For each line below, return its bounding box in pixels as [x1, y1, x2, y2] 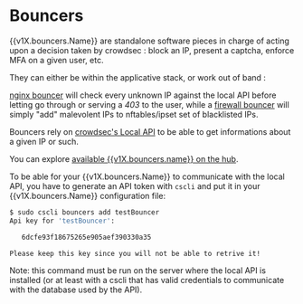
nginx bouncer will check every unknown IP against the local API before [9, 90, 277, 100]
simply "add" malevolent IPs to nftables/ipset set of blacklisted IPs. [9, 109, 259, 119]
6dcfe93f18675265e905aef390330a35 [21, 233, 152, 242]
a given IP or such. [9, 136, 79, 147]
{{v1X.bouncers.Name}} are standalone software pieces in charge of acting [9, 35, 289, 46]
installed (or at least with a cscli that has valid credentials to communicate [9, 275, 285, 286]
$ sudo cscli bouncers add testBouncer [9, 207, 160, 217]
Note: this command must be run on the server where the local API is [9, 265, 267, 276]
